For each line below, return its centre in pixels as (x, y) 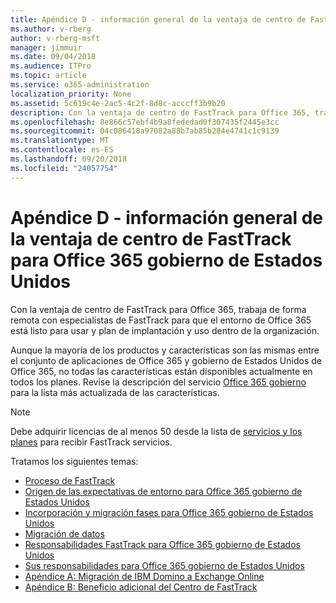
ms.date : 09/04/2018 (53, 57)
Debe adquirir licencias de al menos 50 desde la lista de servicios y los (156, 431)
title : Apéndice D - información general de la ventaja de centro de (158, 19)
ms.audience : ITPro (51, 66)
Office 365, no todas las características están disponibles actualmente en (161, 371)
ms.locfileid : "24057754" (64, 168)
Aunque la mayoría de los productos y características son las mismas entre (165, 350)
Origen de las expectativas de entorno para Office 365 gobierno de (163, 491)
